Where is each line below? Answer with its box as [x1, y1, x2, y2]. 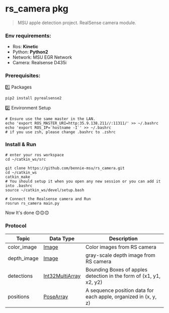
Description [109, 235, 138, 242]
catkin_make [5, 174, 30, 179]
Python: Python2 [12, 49, 49, 55]
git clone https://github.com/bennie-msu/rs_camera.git [5, 165, 125, 171]
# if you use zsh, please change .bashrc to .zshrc [5, 129, 116, 135]
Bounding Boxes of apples [85, 266, 147, 273]
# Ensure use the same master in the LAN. [5, 116, 96, 121]
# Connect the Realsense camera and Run [5, 196, 92, 201]
